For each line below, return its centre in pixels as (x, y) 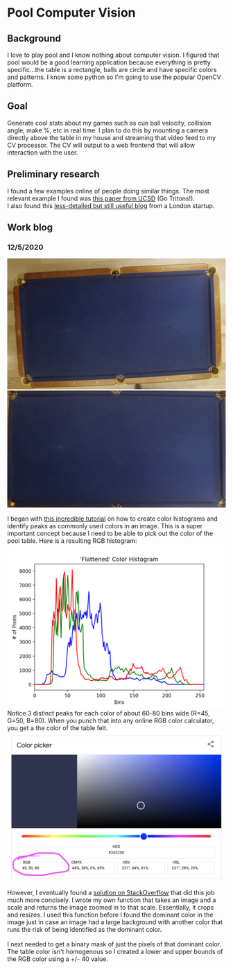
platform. (20, 84)
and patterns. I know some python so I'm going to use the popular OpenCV (114, 77)
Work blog (30, 228)
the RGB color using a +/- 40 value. (58, 959)
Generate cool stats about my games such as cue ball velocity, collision (109, 123)
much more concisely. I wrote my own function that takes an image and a (112, 900)
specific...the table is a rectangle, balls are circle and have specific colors (112, 70)
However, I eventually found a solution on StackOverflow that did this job (111, 893)
